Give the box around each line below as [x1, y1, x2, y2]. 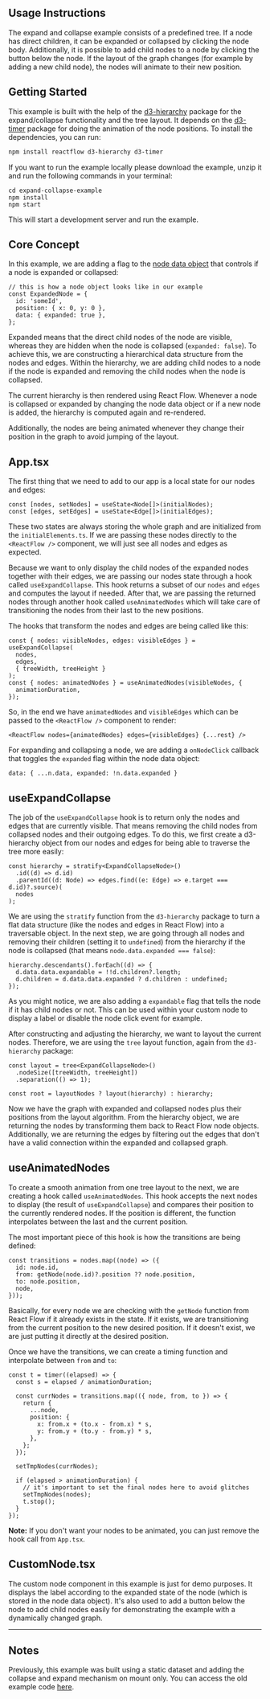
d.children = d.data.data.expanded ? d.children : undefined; [15, 975, 228, 983]
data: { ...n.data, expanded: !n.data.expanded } [8, 769, 178, 778]
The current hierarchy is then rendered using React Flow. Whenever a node [8, 391, 257, 400]
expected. [8, 547, 42, 557]
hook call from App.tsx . [8, 1534, 86, 1544]
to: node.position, [15, 1277, 81, 1285]
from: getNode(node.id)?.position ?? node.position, [15, 1270, 196, 1279]
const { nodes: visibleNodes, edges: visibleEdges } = [8, 637, 196, 645]
